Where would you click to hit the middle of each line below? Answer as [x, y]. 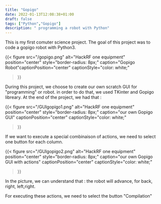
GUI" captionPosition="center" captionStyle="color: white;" [66, 117]
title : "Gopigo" [22, 10]
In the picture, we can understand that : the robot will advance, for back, [79, 181]
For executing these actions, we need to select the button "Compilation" [79, 196]
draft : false [19, 19]
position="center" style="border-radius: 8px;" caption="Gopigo [70, 62]
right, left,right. [20, 187]
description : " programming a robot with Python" [57, 28]
